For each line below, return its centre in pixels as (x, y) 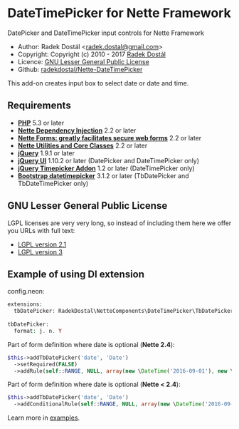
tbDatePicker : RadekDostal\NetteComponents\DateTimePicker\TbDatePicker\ (125, 311)
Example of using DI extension (76, 274)
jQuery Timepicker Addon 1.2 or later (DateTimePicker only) (106, 168)
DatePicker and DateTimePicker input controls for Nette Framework (106, 33)
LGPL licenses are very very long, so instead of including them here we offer (119, 223)
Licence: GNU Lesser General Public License (83, 61)
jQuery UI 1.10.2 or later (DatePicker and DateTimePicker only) (108, 160)
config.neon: (26, 291)
